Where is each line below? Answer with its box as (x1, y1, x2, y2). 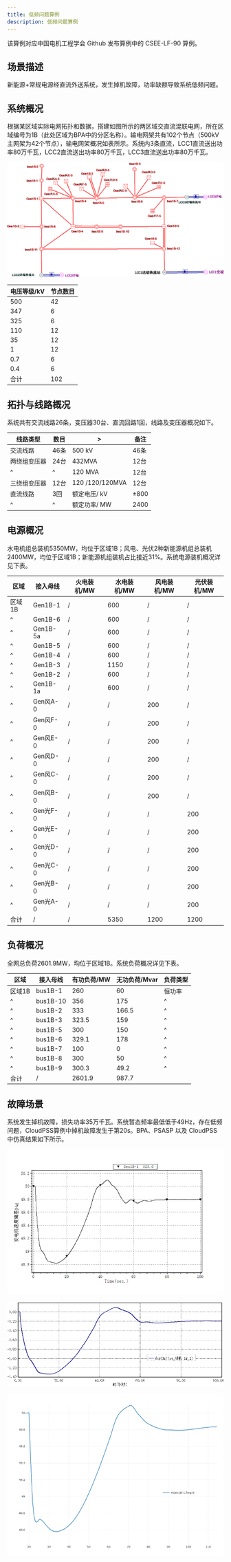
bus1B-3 (36, 1016, 63, 1024)
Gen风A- (33, 697, 59, 706)
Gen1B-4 (33, 651, 60, 660)
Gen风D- (33, 752, 60, 760)
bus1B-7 (36, 1045, 63, 1053)
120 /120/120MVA (71, 479, 127, 487)
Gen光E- (33, 825, 58, 833)
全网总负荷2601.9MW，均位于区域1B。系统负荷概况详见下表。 (7, 959, 183, 967)
